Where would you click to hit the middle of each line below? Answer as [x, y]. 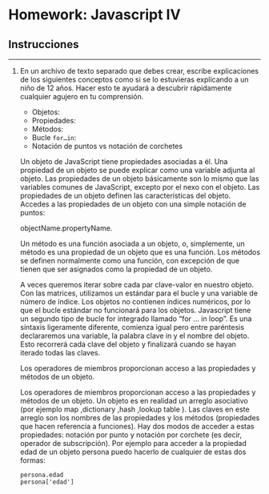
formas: [32, 460]
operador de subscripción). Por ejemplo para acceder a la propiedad [133, 443]
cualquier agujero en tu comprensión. [82, 96]
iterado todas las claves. [60, 353]
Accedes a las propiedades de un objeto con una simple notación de [133, 204]
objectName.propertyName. [66, 228]
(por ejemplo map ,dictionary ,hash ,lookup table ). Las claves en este [134, 409]
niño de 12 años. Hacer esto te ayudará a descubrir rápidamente [126, 88]
